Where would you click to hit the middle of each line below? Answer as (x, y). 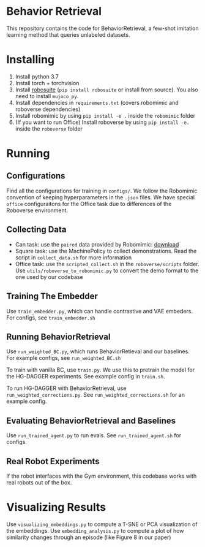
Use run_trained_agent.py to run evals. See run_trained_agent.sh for (94, 435)
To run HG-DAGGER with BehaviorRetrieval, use (66, 388)
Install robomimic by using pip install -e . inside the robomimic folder (105, 115)
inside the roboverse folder (49, 128)
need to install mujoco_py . (47, 96)
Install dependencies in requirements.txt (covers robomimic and (97, 102)
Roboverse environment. (37, 210)
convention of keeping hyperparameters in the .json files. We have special (100, 197)
